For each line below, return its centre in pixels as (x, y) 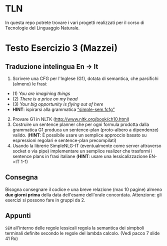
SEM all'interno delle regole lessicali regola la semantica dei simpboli (75, 227)
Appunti (18, 216)
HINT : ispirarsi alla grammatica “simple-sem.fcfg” (63, 109)
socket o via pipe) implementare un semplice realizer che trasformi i (82, 151)
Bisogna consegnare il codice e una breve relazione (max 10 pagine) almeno (84, 189)
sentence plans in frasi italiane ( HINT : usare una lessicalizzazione (80, 156)
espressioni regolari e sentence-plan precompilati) (64, 140)
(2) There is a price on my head (45, 98)
